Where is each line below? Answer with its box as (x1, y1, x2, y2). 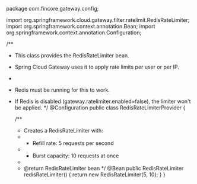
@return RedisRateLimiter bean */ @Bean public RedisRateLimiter (23, 165, 184, 172)
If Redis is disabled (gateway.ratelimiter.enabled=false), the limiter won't (14, 98, 191, 105)
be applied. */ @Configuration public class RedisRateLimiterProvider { (14, 104, 186, 111)
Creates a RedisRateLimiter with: (23, 127, 103, 134)
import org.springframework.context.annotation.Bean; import (6, 23, 155, 30)
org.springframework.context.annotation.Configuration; (6, 29, 142, 36)
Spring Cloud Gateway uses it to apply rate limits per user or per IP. (14, 63, 180, 70)
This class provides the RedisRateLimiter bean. (14, 52, 129, 59)
